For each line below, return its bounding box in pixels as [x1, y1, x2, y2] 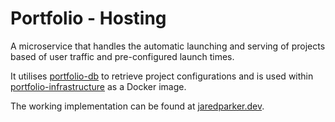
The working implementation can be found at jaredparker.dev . [10, 100, 265, 112]
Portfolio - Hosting [10, 7, 167, 30]
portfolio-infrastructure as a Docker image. [10, 80, 187, 92]
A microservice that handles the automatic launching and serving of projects [10, 40, 326, 52]
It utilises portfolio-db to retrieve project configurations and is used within [10, 70, 314, 82]
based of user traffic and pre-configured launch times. [10, 50, 235, 62]
